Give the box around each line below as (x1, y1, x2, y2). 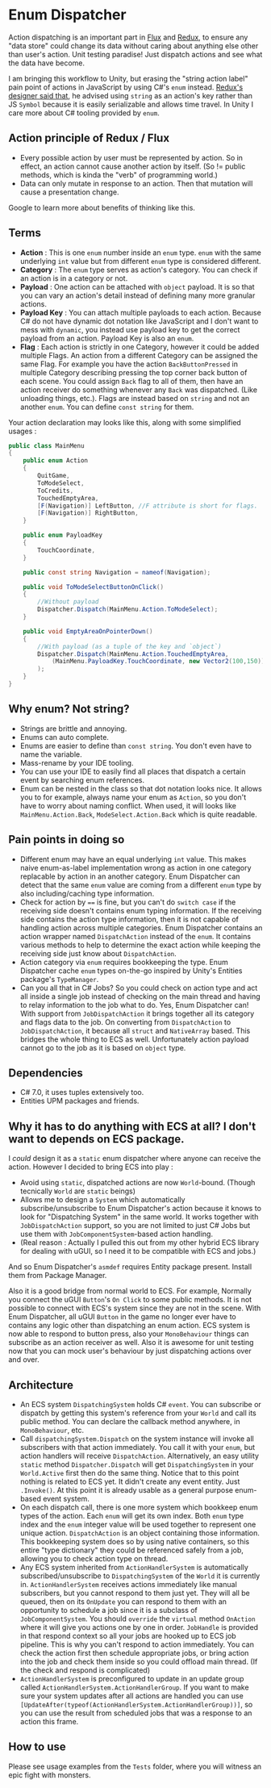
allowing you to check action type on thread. (19, 1554, 169, 1563)
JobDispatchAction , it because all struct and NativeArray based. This (19, 1026, 251, 1035)
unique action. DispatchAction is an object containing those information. (19, 1528, 261, 1538)
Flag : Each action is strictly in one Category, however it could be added (19, 341, 260, 352)
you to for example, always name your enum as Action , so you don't (19, 792, 247, 802)
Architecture (8, 1378, 74, 1392)
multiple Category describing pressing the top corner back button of (19, 367, 248, 377)
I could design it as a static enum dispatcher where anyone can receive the (8, 1154, 261, 1163)
